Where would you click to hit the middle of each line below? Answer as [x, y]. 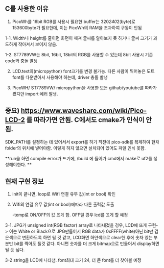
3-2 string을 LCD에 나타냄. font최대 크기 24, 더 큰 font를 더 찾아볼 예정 [73, 260]
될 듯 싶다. [15, 250]
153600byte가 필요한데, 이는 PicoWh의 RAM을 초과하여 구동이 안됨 [77, 27]
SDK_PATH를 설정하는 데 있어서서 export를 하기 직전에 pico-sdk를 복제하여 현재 [82, 142]
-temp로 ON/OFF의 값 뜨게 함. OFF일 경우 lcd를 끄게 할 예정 [70, 215]
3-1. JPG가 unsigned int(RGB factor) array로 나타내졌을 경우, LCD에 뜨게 [76, 225]
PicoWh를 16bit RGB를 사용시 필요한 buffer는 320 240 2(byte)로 [74, 22]
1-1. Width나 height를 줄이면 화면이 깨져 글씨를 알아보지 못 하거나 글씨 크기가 [79, 38]
